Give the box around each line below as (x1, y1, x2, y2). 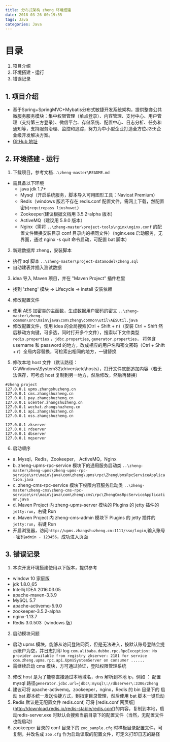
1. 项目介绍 (5, 92, 39, 101)
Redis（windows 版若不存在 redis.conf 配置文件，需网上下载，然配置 (20, 198, 164, 204)
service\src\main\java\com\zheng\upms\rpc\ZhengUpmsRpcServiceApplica (12, 472, 165, 478)
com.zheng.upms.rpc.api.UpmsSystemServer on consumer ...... (12, 657, 145, 663)
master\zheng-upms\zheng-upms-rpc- (12, 468, 88, 473)
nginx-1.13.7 (12, 613, 38, 619)
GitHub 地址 (12, 139, 38, 144)
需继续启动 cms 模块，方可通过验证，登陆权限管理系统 (12, 663, 127, 669)
